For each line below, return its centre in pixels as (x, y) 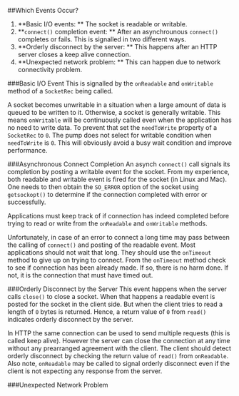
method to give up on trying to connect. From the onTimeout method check (117, 260)
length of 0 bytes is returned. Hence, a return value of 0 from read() (107, 312)
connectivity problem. (50, 70)
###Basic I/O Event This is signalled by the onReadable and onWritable (111, 83)
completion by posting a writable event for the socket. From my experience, (118, 172)
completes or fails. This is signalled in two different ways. (102, 39)
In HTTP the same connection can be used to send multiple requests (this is (119, 333)
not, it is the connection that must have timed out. (80, 275)
